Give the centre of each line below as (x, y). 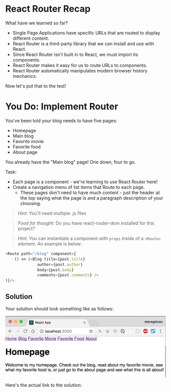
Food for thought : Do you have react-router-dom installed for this (86, 223)
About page (25, 152)
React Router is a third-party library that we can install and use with (83, 43)
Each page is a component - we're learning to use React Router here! (85, 182)
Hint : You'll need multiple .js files (52, 213)
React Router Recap (48, 9)
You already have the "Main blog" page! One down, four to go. (70, 162)
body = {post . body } (55, 270)
